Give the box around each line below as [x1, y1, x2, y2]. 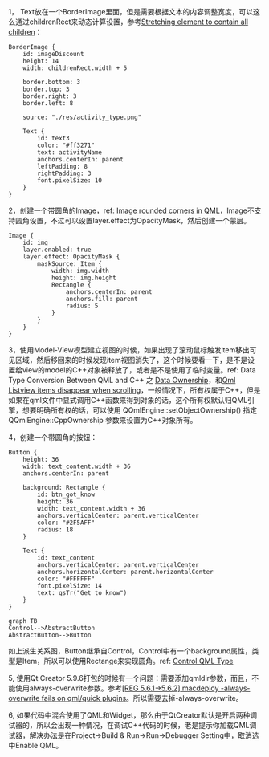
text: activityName [37, 149, 103, 157]
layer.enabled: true [22, 246, 92, 254]
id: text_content [37, 554, 95, 562]
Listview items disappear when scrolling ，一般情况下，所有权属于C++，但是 [8, 385, 261, 395]
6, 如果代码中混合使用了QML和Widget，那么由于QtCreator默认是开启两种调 [8, 710, 258, 720]
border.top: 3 [22, 85, 70, 93]
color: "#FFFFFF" [37, 575, 95, 583]
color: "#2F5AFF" [37, 519, 95, 527]
